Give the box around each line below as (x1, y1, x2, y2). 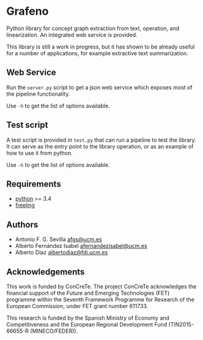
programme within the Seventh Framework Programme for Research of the (6, 296, 194, 303)
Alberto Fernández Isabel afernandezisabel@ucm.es (15, 242, 148, 250)
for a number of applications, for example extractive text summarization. (6, 49, 188, 56)
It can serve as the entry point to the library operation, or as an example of (6, 142, 194, 150)
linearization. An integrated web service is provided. (6, 31, 138, 38)
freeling (15, 201, 35, 209)
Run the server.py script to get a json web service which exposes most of (6, 83, 193, 91)
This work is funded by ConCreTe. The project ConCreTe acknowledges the (6, 283, 197, 290)
